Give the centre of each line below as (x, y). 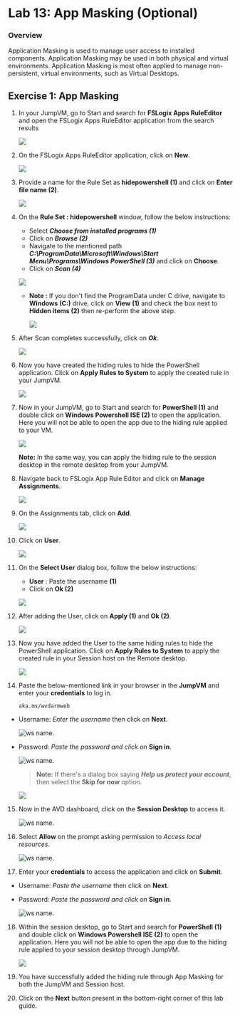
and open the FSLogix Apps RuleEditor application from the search (116, 121)
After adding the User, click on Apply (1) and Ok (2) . (95, 616)
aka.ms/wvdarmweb (44, 706)
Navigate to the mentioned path (75, 246)
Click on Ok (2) (51, 589)
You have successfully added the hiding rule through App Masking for (121, 977)
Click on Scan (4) (55, 269)
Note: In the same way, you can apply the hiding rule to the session (117, 458)
